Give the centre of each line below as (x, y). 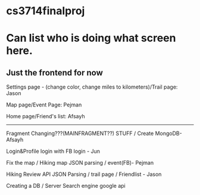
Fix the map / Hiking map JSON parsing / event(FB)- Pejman (80, 163)
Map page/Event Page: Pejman (44, 105)
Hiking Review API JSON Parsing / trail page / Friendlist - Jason (84, 174)
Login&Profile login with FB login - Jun (53, 151)
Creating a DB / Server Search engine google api (66, 186)
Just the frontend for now (54, 73)
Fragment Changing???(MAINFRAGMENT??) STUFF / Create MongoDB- (94, 133)
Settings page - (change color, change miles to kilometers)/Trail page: (92, 87)
